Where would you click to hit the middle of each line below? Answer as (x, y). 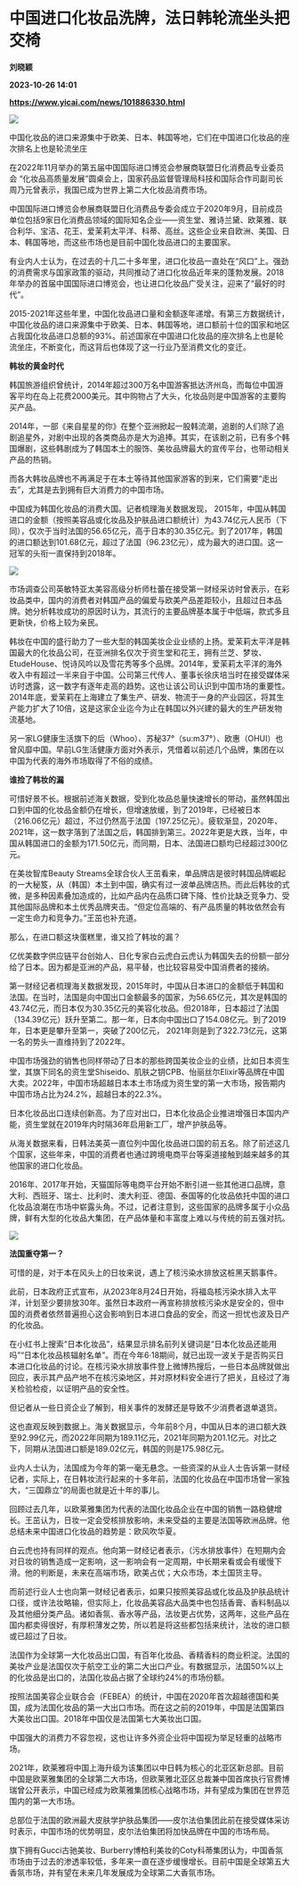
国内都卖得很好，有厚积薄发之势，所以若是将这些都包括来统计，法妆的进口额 (149, 1625)
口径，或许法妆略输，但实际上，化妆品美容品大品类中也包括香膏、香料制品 (145, 1602)
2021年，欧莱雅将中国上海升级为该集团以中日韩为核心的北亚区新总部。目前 (147, 1767)
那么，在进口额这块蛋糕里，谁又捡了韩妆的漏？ (95, 937)
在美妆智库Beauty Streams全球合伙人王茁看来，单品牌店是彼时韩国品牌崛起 (148, 873)
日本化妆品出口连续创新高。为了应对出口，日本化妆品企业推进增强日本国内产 (149, 1113)
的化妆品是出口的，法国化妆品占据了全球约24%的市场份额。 (119, 1677)
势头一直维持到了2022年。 (81, 1041)
